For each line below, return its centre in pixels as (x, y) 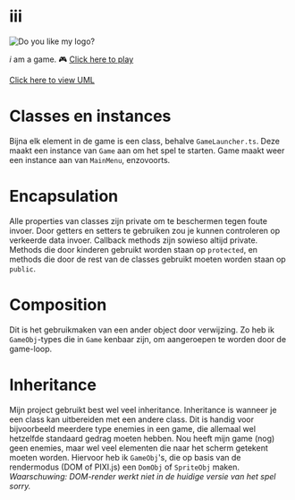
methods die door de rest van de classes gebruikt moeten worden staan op (147, 259)
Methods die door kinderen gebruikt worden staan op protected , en (133, 249)
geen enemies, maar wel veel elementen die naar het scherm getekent (139, 448)
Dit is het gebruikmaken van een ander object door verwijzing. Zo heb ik (142, 330)
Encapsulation (64, 197)
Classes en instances (90, 116)
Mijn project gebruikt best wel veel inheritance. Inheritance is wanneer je (143, 409)
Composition (58, 305)
